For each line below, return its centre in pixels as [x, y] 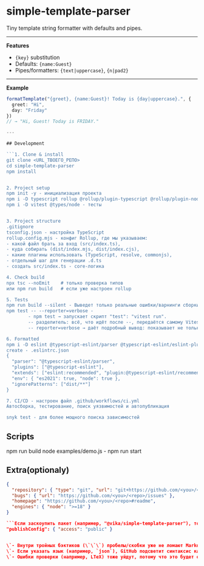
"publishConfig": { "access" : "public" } [59, 529]
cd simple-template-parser [40, 166]
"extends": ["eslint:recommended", [57, 373]
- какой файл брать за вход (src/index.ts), [63, 244]
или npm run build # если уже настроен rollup [69, 288]
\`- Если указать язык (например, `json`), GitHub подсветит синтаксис [99, 551]
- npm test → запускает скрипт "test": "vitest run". [97, 317]
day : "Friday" [29, 110]
